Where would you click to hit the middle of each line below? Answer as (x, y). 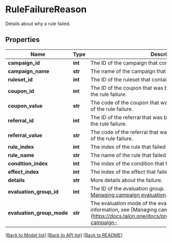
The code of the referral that (124, 132)
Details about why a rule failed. (38, 24)
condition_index (28, 164)
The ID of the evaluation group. (128, 188)
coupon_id (21, 91)
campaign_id (24, 63)
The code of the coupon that (125, 103)
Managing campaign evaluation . (129, 195)
